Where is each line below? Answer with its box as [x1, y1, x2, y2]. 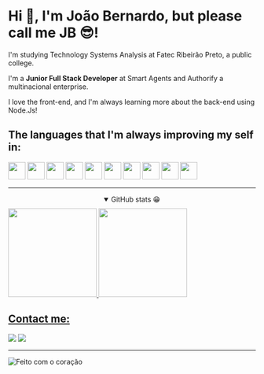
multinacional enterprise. [8, 82, 89, 91]
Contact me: [8, 313, 71, 326]
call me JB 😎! [8, 24, 99, 42]
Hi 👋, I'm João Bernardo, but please [8, 7, 242, 25]
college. [8, 58, 35, 68]
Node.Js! [8, 106, 38, 115]
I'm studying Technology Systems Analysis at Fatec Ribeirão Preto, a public [8, 50, 252, 59]
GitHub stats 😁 [111, 194, 161, 204]
